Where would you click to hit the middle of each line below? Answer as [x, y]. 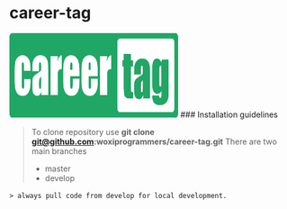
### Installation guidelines [229, 114]
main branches [59, 150]
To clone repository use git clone [93, 132]
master [58, 168]
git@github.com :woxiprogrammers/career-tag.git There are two [154, 141]
